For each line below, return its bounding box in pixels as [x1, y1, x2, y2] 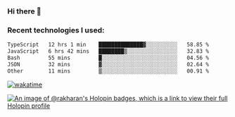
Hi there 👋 [7, 6, 42, 16]
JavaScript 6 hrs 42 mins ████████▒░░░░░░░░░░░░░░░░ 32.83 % [7, 48, 210, 55]
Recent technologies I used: [7, 25, 105, 35]
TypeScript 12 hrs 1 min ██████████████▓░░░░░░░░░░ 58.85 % [7, 42, 210, 49]
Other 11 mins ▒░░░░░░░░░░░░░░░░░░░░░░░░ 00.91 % [7, 67, 210, 75]
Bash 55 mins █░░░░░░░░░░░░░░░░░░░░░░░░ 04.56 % [7, 54, 210, 61]
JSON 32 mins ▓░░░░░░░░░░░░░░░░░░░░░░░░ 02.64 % [7, 61, 210, 68]
